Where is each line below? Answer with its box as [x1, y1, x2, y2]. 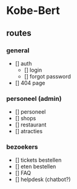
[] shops [15, 115, 36, 122]
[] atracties [15, 128, 43, 135]
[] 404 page [15, 79, 45, 86]
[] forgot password [24, 72, 72, 80]
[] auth [15, 60, 32, 67]
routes [6, 28, 32, 38]
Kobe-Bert [6, 4, 61, 18]
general [6, 46, 30, 55]
